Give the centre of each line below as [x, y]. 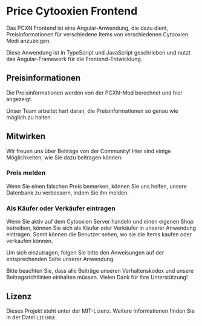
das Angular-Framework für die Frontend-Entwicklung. [74, 59]
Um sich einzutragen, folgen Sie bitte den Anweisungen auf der [85, 253]
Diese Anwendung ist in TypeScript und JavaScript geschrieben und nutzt [98, 52]
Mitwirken [26, 137]
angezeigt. [19, 99]
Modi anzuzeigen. [29, 41]
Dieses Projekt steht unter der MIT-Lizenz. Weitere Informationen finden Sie [101, 311]
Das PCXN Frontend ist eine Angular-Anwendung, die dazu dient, [87, 28]
